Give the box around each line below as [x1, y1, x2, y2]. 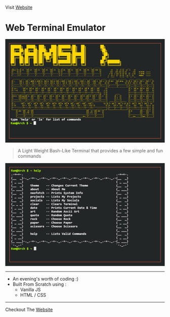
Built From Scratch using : [12, 281, 67, 288]
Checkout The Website [5, 306, 53, 313]
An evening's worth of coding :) [12, 276, 79, 282]
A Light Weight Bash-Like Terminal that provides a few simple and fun [17, 148, 163, 154]
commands [17, 153, 41, 159]
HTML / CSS [20, 292, 47, 298]
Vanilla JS [20, 287, 41, 293]
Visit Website [5, 5, 33, 10]
